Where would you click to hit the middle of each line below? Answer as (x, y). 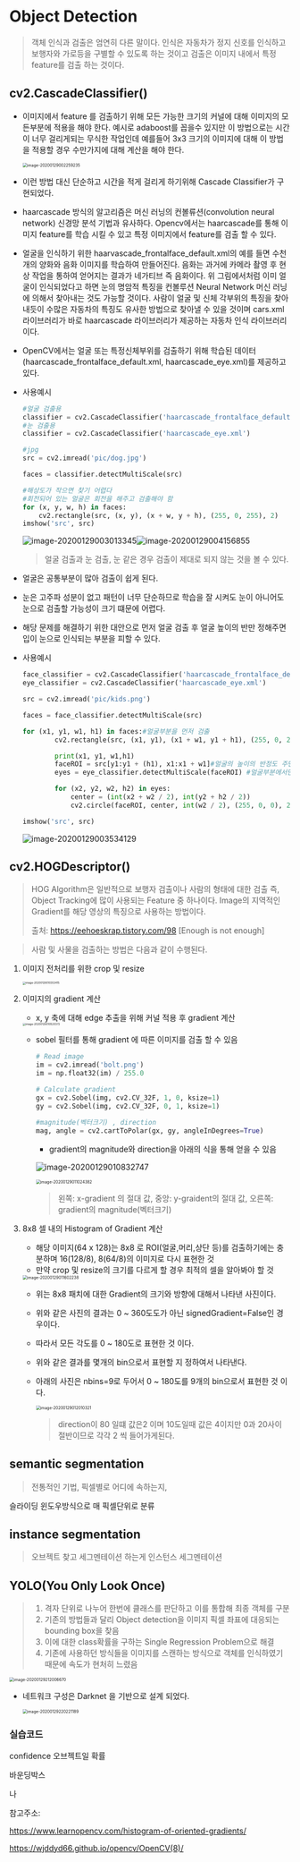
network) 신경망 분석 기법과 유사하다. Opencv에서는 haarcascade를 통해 (150, 223)
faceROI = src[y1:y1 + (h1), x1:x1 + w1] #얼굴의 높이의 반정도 (167, 764)
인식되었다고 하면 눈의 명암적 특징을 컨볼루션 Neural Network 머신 (155, 286)
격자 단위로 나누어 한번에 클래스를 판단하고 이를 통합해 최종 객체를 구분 (167, 1609)
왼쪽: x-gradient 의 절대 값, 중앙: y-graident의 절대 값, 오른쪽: (166, 1198)
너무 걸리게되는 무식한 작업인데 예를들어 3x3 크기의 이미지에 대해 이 (150, 138)
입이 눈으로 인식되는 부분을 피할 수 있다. (91, 639)
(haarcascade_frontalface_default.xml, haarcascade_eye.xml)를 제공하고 (154, 361)
